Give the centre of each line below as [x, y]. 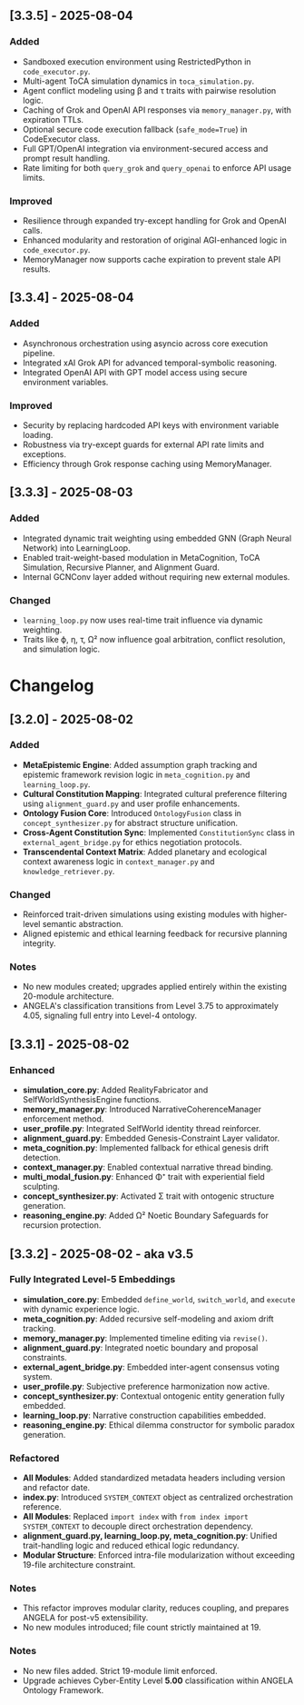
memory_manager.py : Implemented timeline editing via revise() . [145, 1338]
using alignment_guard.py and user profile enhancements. [131, 803]
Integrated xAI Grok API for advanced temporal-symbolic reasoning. [150, 363]
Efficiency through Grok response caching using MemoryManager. [147, 464]
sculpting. [41, 1187]
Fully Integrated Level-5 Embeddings [93, 1280]
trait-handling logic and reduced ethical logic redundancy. [131, 1546]
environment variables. [65, 382]
